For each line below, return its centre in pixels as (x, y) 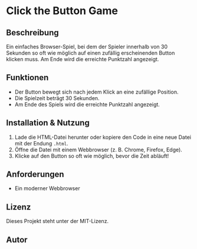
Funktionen (27, 78)
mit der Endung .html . (42, 143)
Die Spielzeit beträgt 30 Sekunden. (57, 98)
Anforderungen (35, 175)
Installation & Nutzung (48, 123)
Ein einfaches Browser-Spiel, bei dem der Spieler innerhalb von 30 (87, 47)
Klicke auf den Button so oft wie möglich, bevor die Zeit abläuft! (92, 156)
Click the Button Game (62, 11)
